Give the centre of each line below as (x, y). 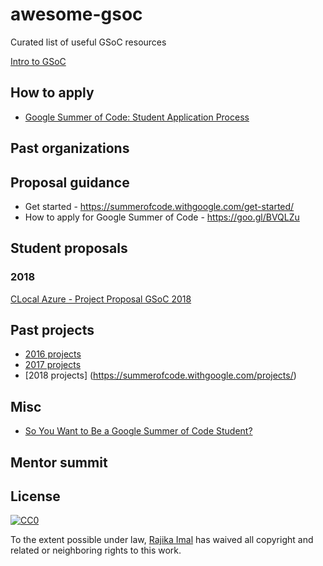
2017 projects (53, 365)
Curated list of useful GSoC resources (88, 42)
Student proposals (69, 248)
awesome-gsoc (76, 14)
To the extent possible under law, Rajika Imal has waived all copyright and (162, 540)
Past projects (52, 330)
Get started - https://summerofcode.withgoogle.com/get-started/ (159, 206)
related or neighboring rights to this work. (96, 550)
